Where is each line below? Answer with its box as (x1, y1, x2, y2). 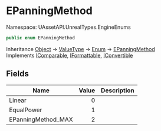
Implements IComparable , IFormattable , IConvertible (6, 52, 133, 59)
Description (101, 86, 134, 95)
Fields (6, 69, 29, 79)
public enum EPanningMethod (6, 35, 75, 41)
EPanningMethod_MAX (9, 115, 73, 123)
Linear (9, 96, 27, 104)
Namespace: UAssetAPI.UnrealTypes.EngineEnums (6, 23, 131, 31)
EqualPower (9, 106, 42, 114)
